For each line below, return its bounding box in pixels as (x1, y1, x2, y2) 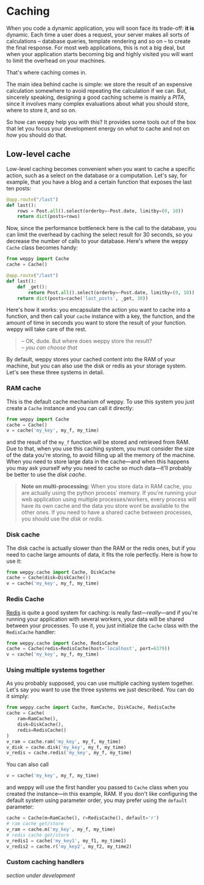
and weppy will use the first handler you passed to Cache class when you (6, 784, 189, 791)
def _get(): (17, 284, 47, 290)
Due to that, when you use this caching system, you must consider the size (6, 445, 195, 452)
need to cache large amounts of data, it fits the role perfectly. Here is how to (6, 551, 198, 558)
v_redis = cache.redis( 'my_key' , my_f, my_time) (6, 750, 132, 756)
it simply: (6, 693, 29, 700)
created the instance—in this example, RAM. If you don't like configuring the (6, 790, 198, 798)
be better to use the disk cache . (6, 471, 86, 479)
